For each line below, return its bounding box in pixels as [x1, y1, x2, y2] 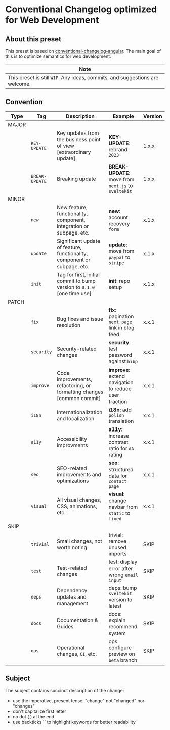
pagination [108, 313, 134, 320]
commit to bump [56, 277, 96, 284]
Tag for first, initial [56, 271, 100, 278]
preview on [108, 650, 135, 657]
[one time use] [56, 290, 92, 297]
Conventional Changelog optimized [5, 4, 157, 15]
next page [108, 319, 133, 325]
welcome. [8, 80, 31, 87]
